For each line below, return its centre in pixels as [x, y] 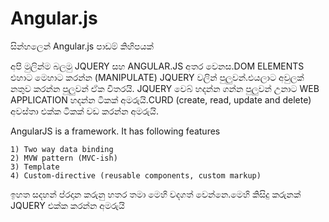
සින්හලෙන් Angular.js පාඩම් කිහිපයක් [82, 46]
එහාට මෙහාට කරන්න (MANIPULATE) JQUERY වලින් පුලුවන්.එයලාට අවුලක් [157, 77]
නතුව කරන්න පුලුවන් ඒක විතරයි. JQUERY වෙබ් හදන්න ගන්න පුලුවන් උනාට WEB [165, 88]
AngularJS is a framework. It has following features [115, 131]
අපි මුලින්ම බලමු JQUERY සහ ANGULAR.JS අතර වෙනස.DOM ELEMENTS [157, 66]
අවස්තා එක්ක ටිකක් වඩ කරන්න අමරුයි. [84, 111]
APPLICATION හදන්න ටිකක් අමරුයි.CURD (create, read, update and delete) [161, 99]
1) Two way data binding [62, 149]
